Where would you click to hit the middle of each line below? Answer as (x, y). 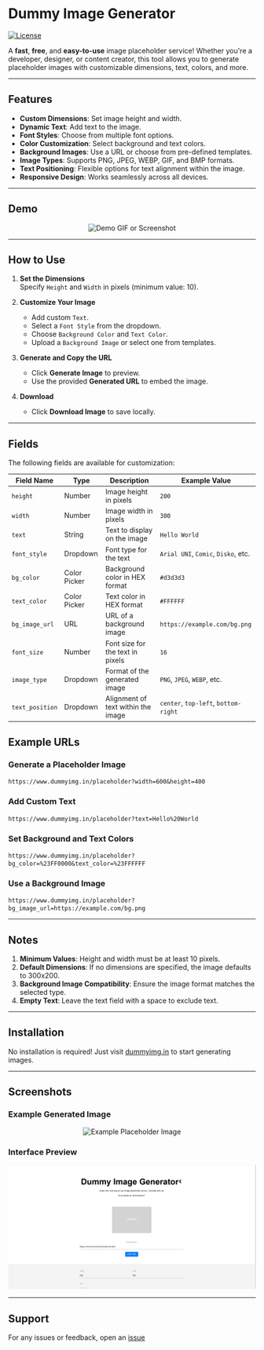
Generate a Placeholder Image (67, 765)
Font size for (126, 643)
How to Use (37, 260)
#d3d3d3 (172, 578)
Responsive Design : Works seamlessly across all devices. (114, 177)
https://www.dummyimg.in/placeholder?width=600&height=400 (107, 782)
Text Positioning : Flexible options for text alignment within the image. (132, 168)
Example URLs (44, 742)
